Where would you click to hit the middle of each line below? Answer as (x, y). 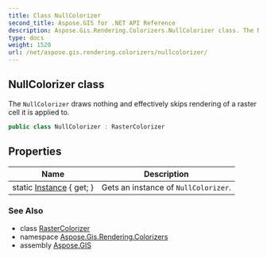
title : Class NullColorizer (55, 15)
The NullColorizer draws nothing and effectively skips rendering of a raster (132, 103)
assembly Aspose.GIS (55, 245)
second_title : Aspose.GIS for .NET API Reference (92, 23)
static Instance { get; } (53, 187)
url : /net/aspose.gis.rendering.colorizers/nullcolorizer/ (108, 52)
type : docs (26, 38)
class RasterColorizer (54, 228)
